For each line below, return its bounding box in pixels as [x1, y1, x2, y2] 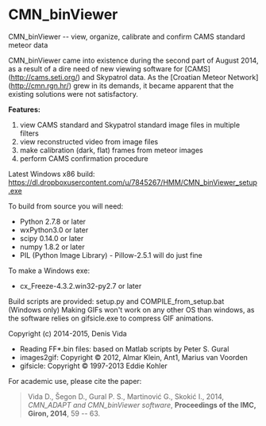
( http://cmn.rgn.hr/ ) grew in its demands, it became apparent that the [8, 81, 234, 90]
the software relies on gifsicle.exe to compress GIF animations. [8, 313, 214, 323]
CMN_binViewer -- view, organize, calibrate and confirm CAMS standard [8, 32, 245, 41]
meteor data [8, 40, 48, 49]
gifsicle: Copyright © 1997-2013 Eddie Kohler [19, 361, 168, 370]
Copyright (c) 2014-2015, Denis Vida [8, 328, 127, 338]
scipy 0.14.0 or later [19, 233, 84, 243]
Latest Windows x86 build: [8, 169, 95, 178]
